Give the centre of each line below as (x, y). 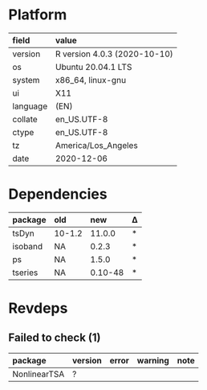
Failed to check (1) (55, 338)
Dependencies (58, 194)
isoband (28, 246)
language (30, 106)
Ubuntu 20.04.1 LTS (93, 67)
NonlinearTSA (39, 374)
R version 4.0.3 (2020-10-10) (114, 54)
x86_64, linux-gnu (91, 80)
